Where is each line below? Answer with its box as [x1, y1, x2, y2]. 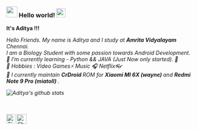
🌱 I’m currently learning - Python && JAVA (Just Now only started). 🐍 [6, 56, 179, 63]
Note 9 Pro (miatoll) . [6, 77, 59, 85]
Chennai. [6, 43, 29, 50]
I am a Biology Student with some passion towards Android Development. [6, 49, 191, 57]
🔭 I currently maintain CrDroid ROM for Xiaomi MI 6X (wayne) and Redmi [6, 71, 191, 79]
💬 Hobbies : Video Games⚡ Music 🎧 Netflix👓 [6, 62, 122, 70]
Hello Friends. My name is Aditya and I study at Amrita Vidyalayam [6, 36, 177, 44]
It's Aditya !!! [6, 25, 40, 32]
